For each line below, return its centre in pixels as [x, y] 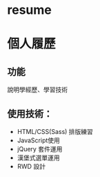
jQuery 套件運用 [40, 149]
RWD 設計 [31, 166]
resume [29, 10]
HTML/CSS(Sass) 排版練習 [55, 132]
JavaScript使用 [39, 140]
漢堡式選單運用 [38, 158]
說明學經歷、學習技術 [37, 90]
